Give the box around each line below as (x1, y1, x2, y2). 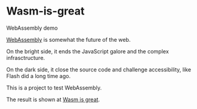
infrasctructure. (6, 54, 45, 61)
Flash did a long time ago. (6, 72, 71, 79)
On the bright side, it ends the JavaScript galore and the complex (6, 47, 169, 55)
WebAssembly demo (6, 24, 58, 31)
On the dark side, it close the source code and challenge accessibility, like (6, 65, 192, 73)
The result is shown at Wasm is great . (6, 96, 100, 103)
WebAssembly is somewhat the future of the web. (6, 36, 131, 43)
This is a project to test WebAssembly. (6, 84, 102, 91)
